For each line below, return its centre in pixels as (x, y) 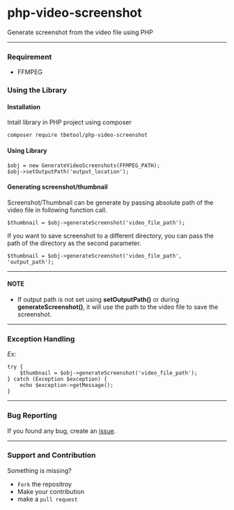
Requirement (30, 57)
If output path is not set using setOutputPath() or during (98, 299)
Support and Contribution (52, 456)
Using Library (27, 150)
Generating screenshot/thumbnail (57, 187)
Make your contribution (51, 491)
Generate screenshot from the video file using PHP (80, 32)
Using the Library (37, 90)
